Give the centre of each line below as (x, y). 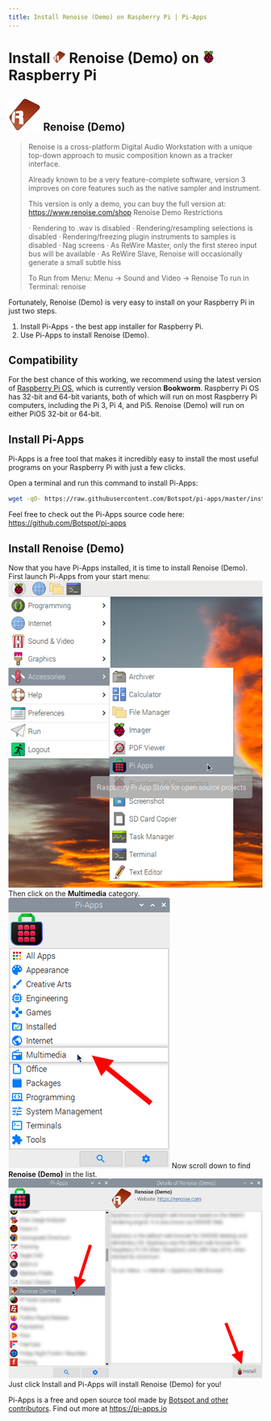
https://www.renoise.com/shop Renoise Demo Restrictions (125, 212)
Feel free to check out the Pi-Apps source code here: (97, 515)
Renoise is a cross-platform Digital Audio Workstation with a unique (140, 146)
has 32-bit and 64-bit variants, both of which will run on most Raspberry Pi (133, 397)
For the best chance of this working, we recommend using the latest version (135, 380)
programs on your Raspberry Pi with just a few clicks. (97, 468)
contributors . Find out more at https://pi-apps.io (88, 1408)
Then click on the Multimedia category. (74, 893)
